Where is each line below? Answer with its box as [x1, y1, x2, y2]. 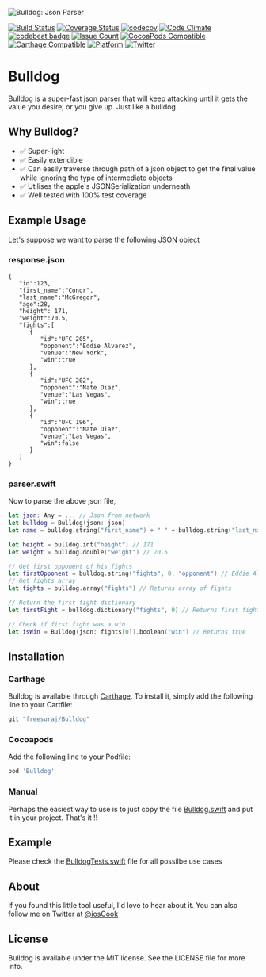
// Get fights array [8, 577, 77, 585]
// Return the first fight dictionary [8, 599, 136, 607]
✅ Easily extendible [19, 155, 83, 164]
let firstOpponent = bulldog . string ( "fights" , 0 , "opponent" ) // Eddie [8, 569, 250, 578]
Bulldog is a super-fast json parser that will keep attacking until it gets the [8, 94, 248, 103]
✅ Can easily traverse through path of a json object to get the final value [19, 163, 256, 174]
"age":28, [18, 300, 51, 308]
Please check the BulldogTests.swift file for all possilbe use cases [8, 856, 222, 866]
